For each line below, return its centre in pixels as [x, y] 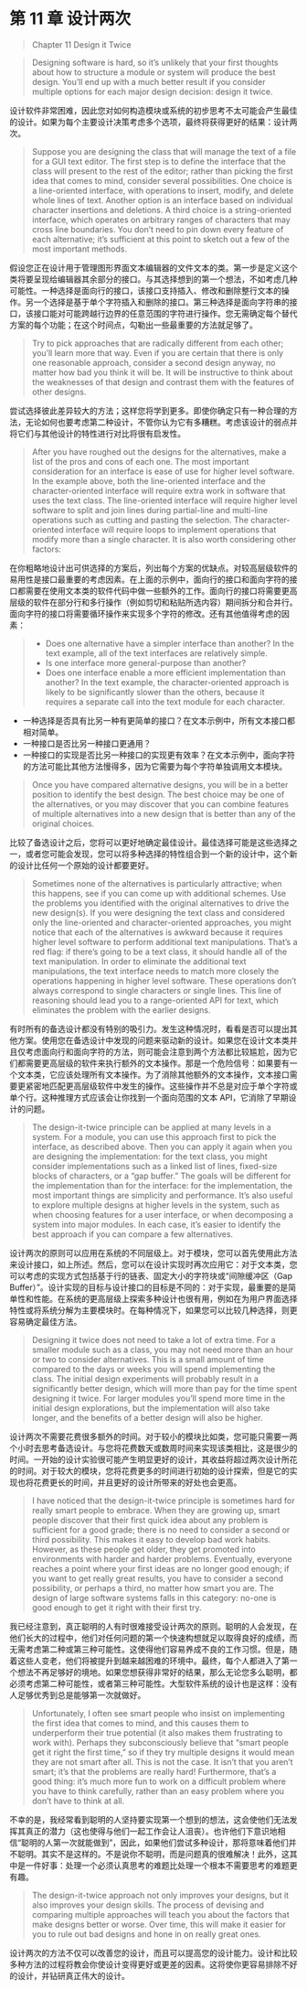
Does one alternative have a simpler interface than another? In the [170, 643]
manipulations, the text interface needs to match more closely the [155, 971]
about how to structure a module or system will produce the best [153, 72]
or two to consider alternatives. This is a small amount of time [148, 1359]
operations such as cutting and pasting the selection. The [140, 520]
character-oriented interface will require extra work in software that [159, 490]
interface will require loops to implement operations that [171, 529]
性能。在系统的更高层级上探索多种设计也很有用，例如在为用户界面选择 [165, 1298]
